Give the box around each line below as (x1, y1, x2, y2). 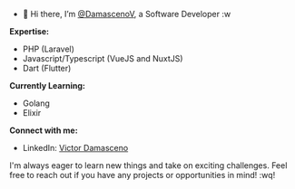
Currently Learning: (9, 80, 86, 90)
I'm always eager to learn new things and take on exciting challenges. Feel (9, 160, 288, 171)
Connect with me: (9, 125, 79, 136)
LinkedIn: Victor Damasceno (22, 143, 129, 153)
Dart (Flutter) (22, 63, 72, 73)
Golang (22, 98, 50, 109)
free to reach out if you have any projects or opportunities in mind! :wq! (9, 170, 276, 180)
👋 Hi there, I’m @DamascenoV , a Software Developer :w (22, 9, 231, 19)
